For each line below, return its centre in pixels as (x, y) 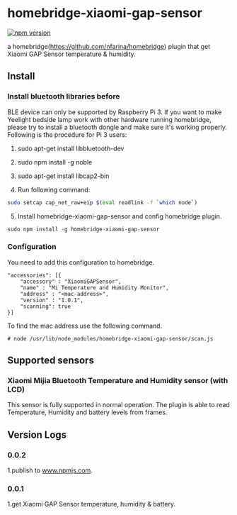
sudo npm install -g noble (55, 162)
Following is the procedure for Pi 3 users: (67, 134)
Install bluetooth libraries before (64, 96)
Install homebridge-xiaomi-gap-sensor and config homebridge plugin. (120, 216)
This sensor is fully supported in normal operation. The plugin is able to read (118, 405)
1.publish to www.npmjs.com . (50, 470)
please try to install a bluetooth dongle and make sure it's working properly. (117, 127)
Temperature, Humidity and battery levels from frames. (87, 412)
